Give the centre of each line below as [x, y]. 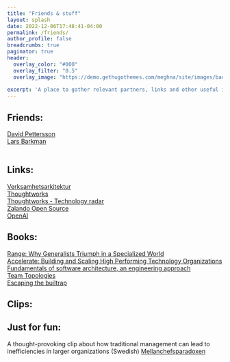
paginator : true [30, 52]
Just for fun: [34, 327]
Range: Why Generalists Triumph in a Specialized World [86, 253]
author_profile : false [39, 39]
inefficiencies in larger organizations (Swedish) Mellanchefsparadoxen [106, 351]
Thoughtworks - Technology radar [56, 201]
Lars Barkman [27, 141]
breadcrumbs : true [33, 45]
